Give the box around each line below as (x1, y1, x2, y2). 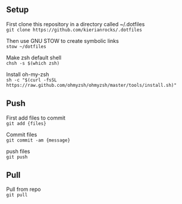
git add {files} (6, 120, 46, 127)
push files (6, 147, 30, 155)
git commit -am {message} (6, 137, 70, 143)
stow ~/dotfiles (6, 43, 46, 49)
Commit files (6, 131, 37, 138)
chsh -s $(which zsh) (6, 60, 60, 66)
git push (6, 154, 28, 160)
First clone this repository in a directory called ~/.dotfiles (6, 20, 145, 27)
